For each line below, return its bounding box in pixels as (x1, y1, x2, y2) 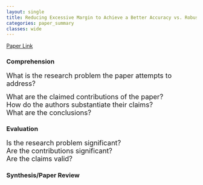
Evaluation (6, 125, 38, 133)
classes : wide (6, 25, 42, 32)
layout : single (6, 8, 45, 15)
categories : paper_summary (6, 20, 74, 26)
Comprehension (6, 57, 55, 66)
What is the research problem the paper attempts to (6, 71, 172, 80)
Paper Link (6, 42, 33, 50)
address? (6, 79, 36, 88)
